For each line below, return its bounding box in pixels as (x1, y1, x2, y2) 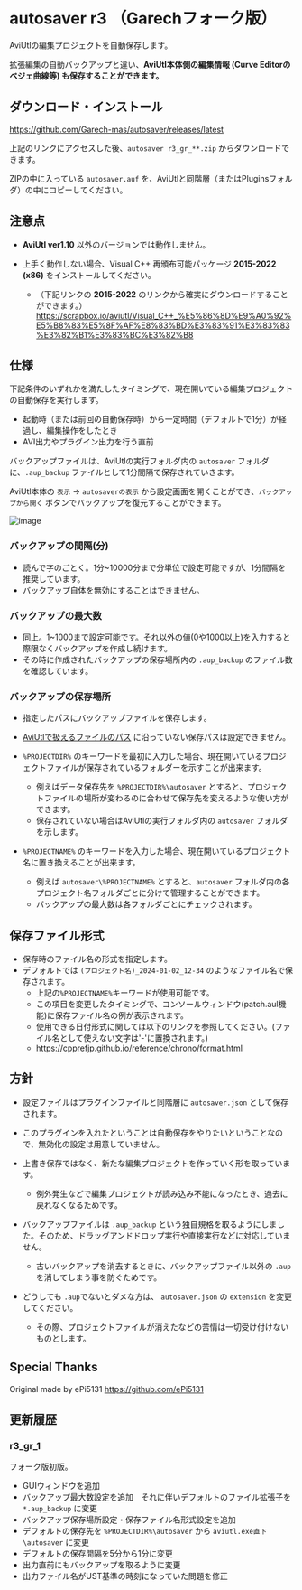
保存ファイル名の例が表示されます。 (54, 1010, 189, 1021)
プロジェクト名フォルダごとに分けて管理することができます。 (35, 887, 265, 899)
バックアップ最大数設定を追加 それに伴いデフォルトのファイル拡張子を (22, 1492, 291, 1502)
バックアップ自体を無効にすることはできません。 (22, 585, 205, 595)
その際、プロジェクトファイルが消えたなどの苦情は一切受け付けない (35, 1321, 289, 1333)
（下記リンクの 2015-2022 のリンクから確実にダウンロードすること (35, 288, 288, 299)
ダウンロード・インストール (9, 99, 164, 115)
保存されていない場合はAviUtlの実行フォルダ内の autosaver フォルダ (35, 815, 288, 827)
